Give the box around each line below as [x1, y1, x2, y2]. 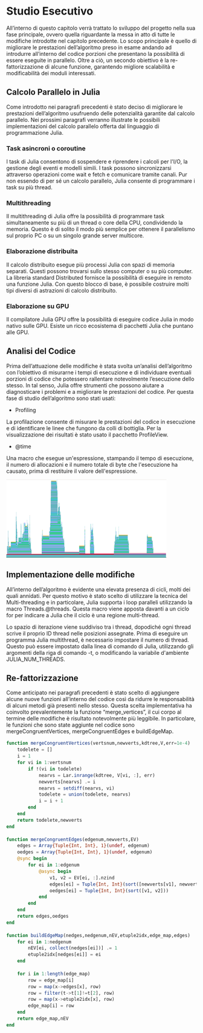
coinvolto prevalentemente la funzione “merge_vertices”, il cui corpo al [6, 708, 182, 716]
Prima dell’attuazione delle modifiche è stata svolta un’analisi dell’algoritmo [6, 362, 192, 370]
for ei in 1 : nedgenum [17, 939, 71, 945]
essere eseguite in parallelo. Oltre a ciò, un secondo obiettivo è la [6, 56, 169, 64]
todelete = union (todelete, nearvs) [38, 791, 131, 798]
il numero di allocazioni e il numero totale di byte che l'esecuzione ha [6, 461, 178, 468]
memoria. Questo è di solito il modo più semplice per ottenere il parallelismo [6, 226, 195, 233]
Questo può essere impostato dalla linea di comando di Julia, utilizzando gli [6, 642, 194, 650]
